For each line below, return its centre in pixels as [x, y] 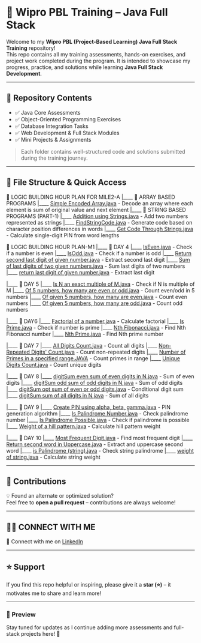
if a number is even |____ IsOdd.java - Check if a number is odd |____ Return [99, 253]
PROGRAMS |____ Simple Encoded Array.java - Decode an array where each [100, 203]
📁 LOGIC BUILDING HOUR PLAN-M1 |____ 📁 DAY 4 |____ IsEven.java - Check [99, 247]
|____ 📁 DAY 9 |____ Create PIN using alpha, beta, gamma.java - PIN [89, 407]
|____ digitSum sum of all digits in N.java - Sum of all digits [77, 395]
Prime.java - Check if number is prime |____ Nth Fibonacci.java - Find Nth [96, 327]
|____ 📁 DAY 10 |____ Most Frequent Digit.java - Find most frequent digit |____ [100, 438]
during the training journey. [54, 158]
